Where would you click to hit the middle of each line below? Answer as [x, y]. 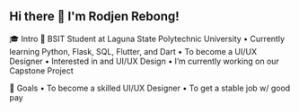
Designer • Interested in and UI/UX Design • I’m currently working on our [145, 61]
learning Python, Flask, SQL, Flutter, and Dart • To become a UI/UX [133, 51]
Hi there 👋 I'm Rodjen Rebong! [94, 17]
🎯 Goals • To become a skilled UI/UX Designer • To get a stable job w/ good [150, 88]
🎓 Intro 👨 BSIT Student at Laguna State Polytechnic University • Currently [147, 39]
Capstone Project [41, 70]
